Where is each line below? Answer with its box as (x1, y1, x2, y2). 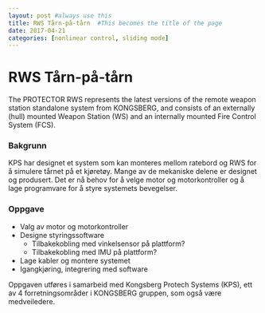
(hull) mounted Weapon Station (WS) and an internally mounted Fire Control (8, 112, 256, 121)
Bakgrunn (8, 141, 47, 152)
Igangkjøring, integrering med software (19, 264, 149, 274)
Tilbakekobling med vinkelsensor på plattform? (31, 239, 185, 248)
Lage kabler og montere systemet (19, 256, 131, 265)
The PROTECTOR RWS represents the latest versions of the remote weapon (8, 95, 256, 105)
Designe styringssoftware (19, 230, 105, 240)
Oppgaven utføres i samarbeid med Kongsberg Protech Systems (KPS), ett (8, 279, 253, 289)
